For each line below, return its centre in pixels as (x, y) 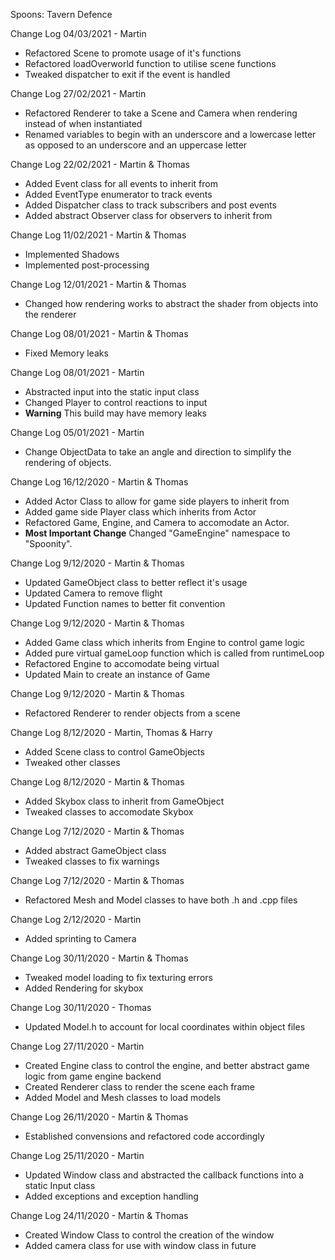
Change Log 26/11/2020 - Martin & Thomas (99, 1117)
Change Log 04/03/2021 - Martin (78, 33)
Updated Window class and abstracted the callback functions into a (164, 1175)
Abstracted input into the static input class (112, 392)
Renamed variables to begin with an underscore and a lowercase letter (170, 134)
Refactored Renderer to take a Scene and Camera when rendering (161, 113)
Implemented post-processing (87, 265)
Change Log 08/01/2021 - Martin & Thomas (99, 333)
